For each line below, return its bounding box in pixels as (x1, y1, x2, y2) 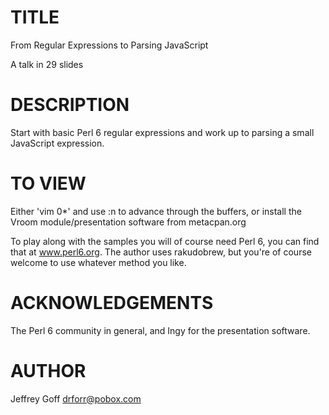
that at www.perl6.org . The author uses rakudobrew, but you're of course (10, 246, 312, 258)
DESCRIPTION (10, 94, 130, 116)
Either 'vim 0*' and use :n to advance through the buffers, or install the (10, 205, 302, 217)
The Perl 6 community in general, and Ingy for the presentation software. (10, 324, 311, 336)
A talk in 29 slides (10, 58, 84, 70)
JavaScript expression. (10, 137, 105, 149)
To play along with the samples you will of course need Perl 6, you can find (10, 235, 320, 247)
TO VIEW (10, 172, 87, 195)
